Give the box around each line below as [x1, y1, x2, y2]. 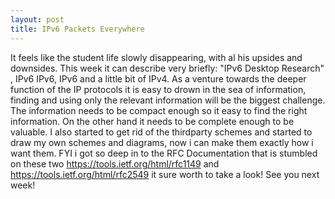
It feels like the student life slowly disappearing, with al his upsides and [10, 51, 303, 63]
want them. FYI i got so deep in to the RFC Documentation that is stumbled [10, 147, 318, 159]
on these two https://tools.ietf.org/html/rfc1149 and [10, 157, 220, 170]
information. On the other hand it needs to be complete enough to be [10, 115, 295, 127]
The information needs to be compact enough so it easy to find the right [10, 104, 308, 116]
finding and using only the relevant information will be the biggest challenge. [10, 94, 326, 106]
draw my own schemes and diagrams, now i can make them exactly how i [10, 136, 314, 148]
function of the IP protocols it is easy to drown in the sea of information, [10, 83, 307, 95]
